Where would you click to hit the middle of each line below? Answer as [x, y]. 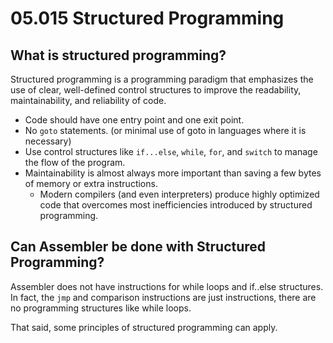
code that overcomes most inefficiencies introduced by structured [176, 205]
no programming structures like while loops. [101, 308]
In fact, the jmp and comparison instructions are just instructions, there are [163, 297]
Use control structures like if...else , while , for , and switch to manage [171, 151]
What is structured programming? [118, 55]
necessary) [48, 141]
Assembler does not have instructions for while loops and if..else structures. [167, 286]
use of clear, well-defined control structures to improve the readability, [156, 90]
